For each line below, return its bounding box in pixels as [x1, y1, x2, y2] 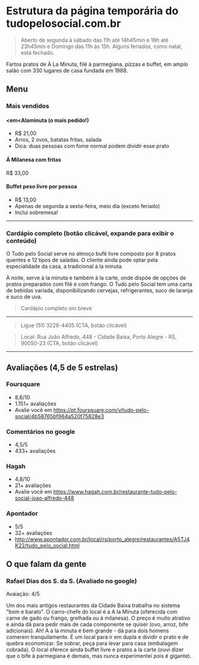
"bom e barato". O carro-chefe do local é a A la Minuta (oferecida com [6, 608, 178, 616]
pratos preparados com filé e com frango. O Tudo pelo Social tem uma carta [6, 281, 192, 288]
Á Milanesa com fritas [6, 156, 62, 163]
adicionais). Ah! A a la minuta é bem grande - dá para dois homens [6, 627, 169, 634]
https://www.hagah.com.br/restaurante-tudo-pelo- [53, 488, 178, 496]
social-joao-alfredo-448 [14, 494, 75, 502]
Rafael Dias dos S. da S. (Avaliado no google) [6, 577, 137, 585]
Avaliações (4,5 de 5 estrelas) [6, 363, 118, 373]
